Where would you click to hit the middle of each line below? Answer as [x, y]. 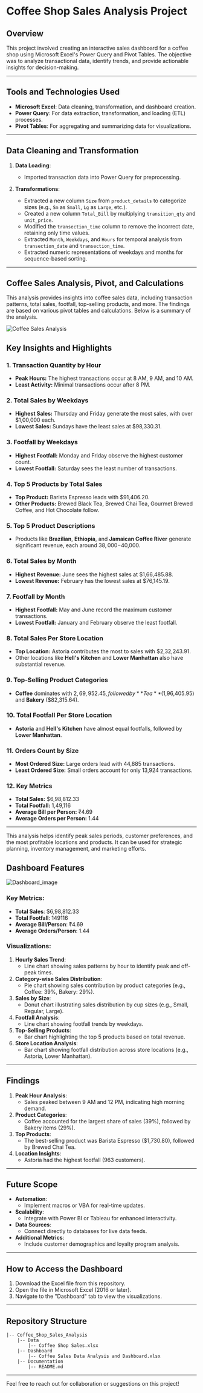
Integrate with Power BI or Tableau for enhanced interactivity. [100, 1218]
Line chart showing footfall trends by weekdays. [84, 1024]
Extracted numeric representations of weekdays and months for [103, 252]
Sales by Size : [33, 998]
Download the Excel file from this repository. [70, 1283]
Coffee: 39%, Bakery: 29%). [59, 991]
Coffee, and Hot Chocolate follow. [57, 510]
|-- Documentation [40, 1361]
